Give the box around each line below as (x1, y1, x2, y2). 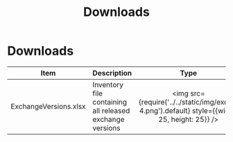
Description (92, 68, 132, 78)
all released (92, 105, 130, 115)
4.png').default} (139, 105, 191, 115)
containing (92, 97, 127, 107)
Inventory (92, 80, 123, 89)
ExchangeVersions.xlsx (10, 101, 86, 111)
